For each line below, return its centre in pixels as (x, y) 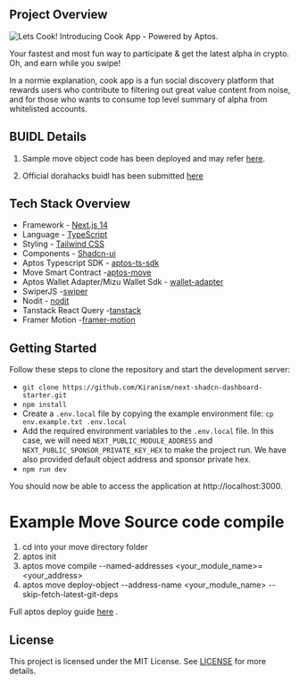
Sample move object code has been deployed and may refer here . (144, 158)
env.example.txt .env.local (74, 422)
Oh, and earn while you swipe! (65, 62)
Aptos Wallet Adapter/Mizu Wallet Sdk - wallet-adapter (123, 282)
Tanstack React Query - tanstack (82, 311)
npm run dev (44, 470)
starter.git (44, 396)
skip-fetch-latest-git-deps (70, 595)
